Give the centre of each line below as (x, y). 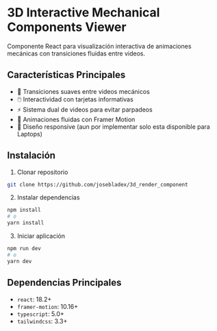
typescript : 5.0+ (41, 314)
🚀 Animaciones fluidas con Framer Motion (76, 119)
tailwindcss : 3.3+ (42, 321)
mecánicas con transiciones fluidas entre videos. (76, 53)
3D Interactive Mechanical (84, 13)
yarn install (26, 223)
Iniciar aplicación (41, 236)
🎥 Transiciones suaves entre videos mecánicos (84, 91)
